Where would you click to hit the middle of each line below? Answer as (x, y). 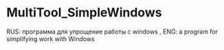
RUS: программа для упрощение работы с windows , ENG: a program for (112, 32)
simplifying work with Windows (51, 38)
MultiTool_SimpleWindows (84, 13)
